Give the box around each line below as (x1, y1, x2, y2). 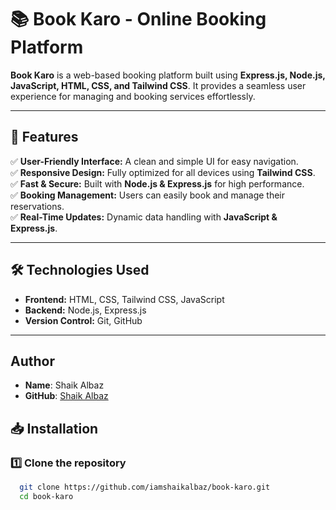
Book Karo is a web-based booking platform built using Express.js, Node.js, (10, 69, 326, 81)
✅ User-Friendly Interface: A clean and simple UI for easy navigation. (10, 155, 299, 167)
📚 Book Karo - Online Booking (10, 8, 267, 31)
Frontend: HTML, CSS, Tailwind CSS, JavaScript (24, 293, 225, 305)
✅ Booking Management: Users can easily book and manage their (10, 189, 286, 201)
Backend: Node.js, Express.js (24, 304, 147, 316)
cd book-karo (19, 491, 74, 501)
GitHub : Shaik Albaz (24, 390, 109, 402)
